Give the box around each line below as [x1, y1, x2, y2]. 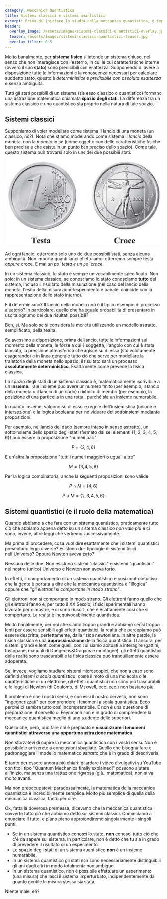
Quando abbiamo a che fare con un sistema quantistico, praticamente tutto [5, 520, 159, 526]
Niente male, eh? [5, 888, 40, 894]
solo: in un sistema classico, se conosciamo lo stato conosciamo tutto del [5, 276, 157, 282]
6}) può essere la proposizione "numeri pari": [5, 435, 98, 441]
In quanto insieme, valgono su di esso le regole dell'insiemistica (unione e [5, 404, 156, 410]
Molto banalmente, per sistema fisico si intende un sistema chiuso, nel [5, 54, 151, 60]
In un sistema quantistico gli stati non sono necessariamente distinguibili [12, 857, 161, 864]
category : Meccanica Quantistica [5, 8, 75, 13]
